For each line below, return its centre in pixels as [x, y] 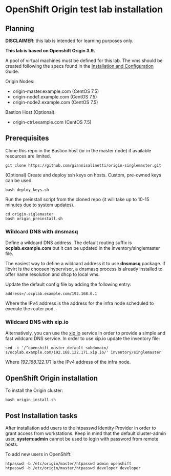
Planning [20, 28]
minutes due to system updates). [40, 205]
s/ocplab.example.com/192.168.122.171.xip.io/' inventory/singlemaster [83, 352]
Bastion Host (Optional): [31, 112]
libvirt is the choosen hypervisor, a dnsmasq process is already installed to [84, 269]
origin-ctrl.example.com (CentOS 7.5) [52, 122]
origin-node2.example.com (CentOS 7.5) [55, 102]
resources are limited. [28, 156]
